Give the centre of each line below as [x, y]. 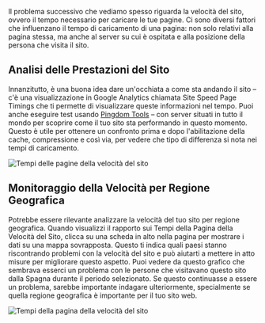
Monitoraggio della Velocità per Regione [109, 188]
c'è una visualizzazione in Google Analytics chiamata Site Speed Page [123, 97]
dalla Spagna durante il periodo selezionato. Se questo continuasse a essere [133, 278]
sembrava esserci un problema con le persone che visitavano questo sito [127, 270]
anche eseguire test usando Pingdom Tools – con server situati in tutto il [126, 114]
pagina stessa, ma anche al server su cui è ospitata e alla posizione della [127, 36]
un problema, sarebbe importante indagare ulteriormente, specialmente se [129, 287]
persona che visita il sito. [49, 45]
